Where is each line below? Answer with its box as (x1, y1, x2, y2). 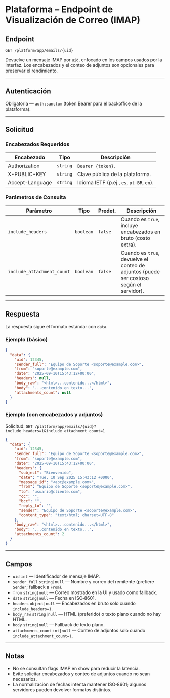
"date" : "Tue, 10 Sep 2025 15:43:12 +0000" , (18, 475, 114, 480)
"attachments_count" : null (14, 390, 71, 395)
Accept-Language (8, 179, 52, 186)
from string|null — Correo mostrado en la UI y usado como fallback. (12, 589, 158, 596)
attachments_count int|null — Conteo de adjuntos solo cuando (12, 627, 146, 633)
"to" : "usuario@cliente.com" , (18, 489, 82, 494)
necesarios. (12, 676, 37, 682)
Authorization (8, 162, 40, 169)
